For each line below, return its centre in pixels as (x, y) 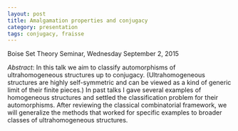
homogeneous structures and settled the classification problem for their (113, 98)
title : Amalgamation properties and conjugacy (78, 21)
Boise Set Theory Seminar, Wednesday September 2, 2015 (93, 54)
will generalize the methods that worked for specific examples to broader (115, 113)
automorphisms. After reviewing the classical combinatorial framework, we (117, 105)
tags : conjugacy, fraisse (46, 34)
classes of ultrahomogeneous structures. (68, 120)
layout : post (27, 14)
